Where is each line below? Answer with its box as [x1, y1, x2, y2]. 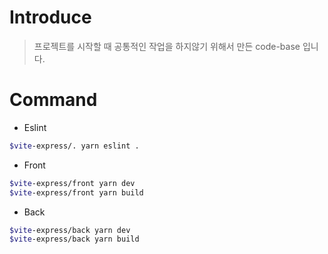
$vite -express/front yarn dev [9, 178, 136, 188]
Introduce [9, 6, 92, 29]
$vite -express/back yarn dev [9, 225, 131, 235]
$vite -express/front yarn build [9, 187, 144, 198]
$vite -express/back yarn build [9, 234, 140, 245]
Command [9, 89, 98, 111]
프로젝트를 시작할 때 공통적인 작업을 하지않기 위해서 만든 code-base [33, 40, 301, 52]
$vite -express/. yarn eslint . [9, 141, 140, 151]
